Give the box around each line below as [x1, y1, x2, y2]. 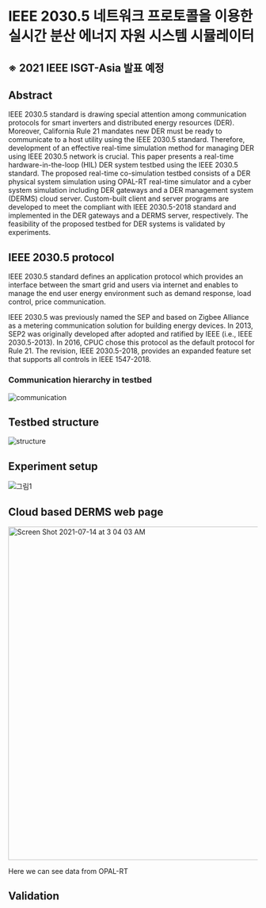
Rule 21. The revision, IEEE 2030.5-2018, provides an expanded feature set [8, 346, 252, 356]
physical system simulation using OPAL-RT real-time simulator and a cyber [8, 177, 252, 187]
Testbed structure [8, 415, 100, 429]
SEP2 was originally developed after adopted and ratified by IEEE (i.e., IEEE [8, 329, 253, 339]
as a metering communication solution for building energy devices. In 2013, [8, 321, 253, 330]
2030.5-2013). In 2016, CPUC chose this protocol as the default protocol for [8, 338, 255, 348]
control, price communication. [8, 297, 107, 306]
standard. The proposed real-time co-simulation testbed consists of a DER [8, 168, 251, 179]
